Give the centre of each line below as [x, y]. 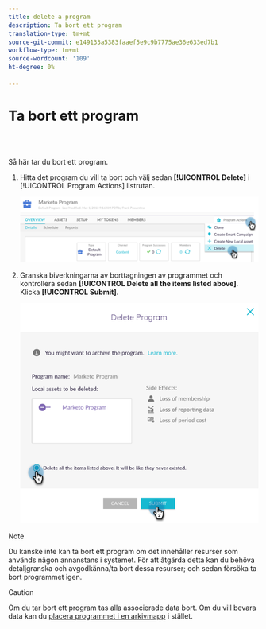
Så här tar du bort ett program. [58, 161]
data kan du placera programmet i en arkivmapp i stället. [100, 616]
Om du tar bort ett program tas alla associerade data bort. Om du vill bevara [132, 608]
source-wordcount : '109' [49, 59]
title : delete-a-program [49, 17]
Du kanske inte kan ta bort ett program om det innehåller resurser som [123, 552]
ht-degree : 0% [32, 68]
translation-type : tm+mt [49, 33]
